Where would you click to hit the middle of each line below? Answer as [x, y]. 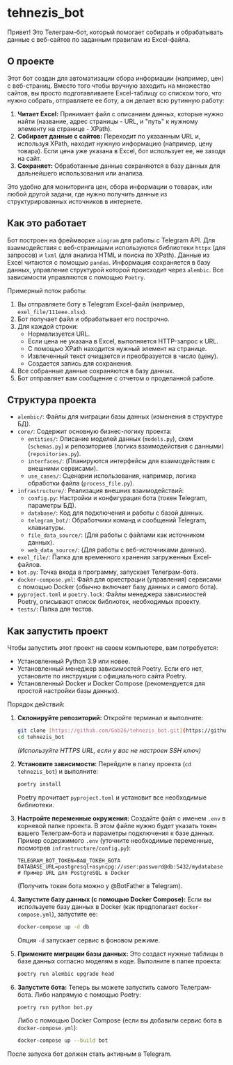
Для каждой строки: [48, 326]
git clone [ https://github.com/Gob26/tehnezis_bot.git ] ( [102, 731]
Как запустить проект [58, 631]
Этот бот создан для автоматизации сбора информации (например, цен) [115, 78]
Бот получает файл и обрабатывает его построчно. [93, 319]
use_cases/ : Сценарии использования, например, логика [112, 476]
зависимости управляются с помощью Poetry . [77, 277]
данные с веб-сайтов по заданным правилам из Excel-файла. [99, 39]
